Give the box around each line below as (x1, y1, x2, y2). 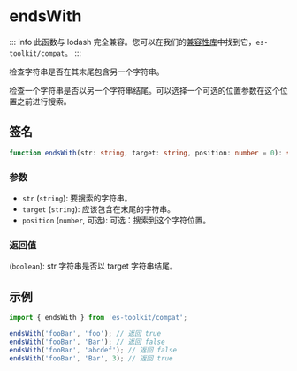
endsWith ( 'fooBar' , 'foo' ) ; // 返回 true (9, 329, 162, 337)
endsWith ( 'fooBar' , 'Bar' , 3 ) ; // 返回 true (9, 353, 173, 363)
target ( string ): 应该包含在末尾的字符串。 (21, 203, 175, 214)
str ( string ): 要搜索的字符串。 (21, 193, 133, 203)
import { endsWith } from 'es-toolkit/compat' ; (9, 314, 188, 322)
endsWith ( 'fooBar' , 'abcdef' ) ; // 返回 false (9, 345, 178, 354)
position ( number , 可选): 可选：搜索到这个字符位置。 (21, 215, 211, 225)
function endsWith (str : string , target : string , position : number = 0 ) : (9, 148, 283, 157)
